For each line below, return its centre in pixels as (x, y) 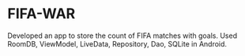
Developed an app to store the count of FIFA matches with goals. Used (122, 35)
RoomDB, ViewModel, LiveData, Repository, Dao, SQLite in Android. (117, 43)
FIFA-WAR (41, 14)
